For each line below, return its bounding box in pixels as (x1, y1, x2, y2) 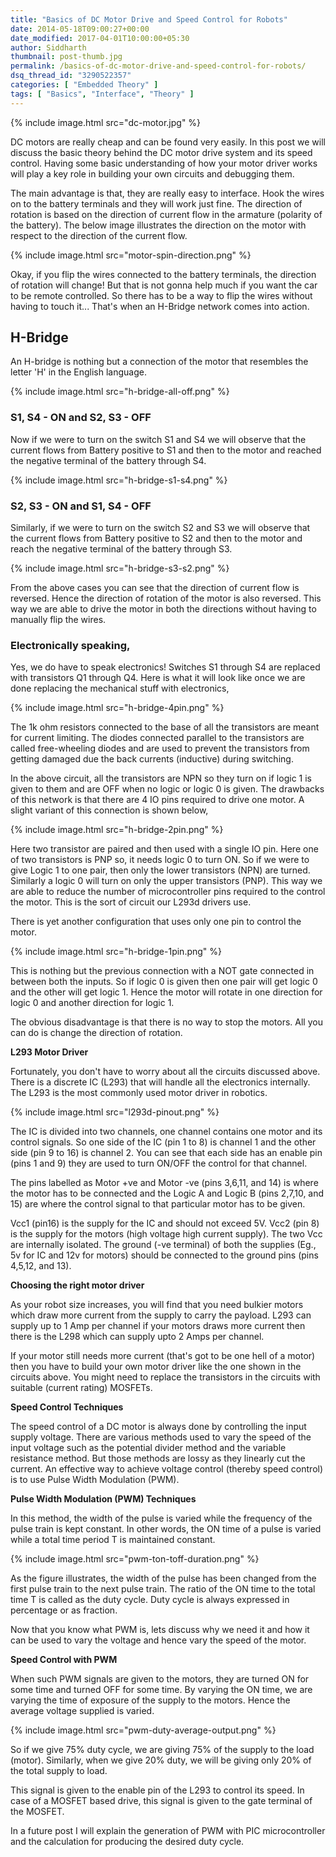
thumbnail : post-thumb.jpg (10, 52, 123, 62)
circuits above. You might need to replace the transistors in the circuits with (10, 1371, 321, 1383)
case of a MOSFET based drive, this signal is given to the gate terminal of (10, 1795, 313, 1807)
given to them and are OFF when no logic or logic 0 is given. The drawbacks (10, 783, 325, 795)
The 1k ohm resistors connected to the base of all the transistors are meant (10, 721, 320, 733)
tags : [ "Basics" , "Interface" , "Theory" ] (10, 89, 195, 99)
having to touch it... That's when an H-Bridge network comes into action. (10, 300, 310, 312)
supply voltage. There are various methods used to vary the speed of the (10, 1431, 312, 1443)
